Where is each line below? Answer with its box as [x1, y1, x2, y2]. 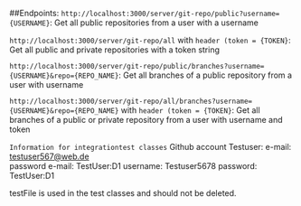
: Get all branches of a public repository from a [118, 70, 292, 80]
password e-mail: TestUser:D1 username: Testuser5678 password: [9, 161, 258, 171]
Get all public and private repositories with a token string [9, 44, 220, 55]
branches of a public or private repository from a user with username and [9, 115, 283, 125]
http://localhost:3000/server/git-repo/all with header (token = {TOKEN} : [9, 35, 291, 45]
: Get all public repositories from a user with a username [49, 17, 259, 28]
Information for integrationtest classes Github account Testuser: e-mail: [9, 142, 292, 152]
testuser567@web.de [9, 151, 89, 162]
